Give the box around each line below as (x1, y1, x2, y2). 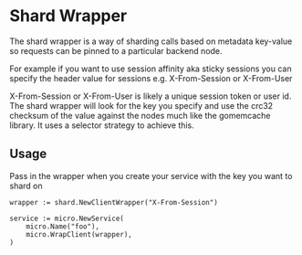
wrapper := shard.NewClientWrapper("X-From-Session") (9, 197, 219, 207)
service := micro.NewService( (9, 214, 125, 223)
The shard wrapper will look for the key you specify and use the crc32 (9, 100, 274, 111)
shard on (9, 180, 43, 191)
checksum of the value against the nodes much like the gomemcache (9, 110, 271, 121)
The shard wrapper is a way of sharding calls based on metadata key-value (9, 36, 293, 47)
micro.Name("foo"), (26, 221, 100, 231)
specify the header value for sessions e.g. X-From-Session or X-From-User (9, 72, 293, 83)
